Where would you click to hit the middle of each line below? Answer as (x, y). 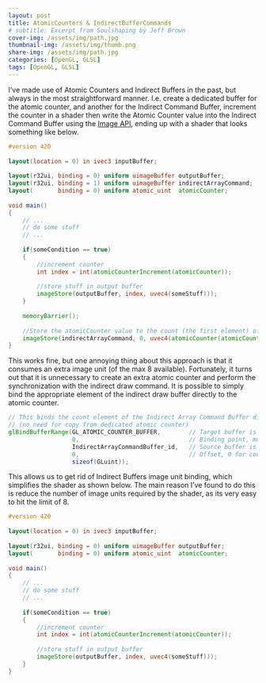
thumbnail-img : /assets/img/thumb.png (72, 45)
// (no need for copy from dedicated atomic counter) (99, 425)
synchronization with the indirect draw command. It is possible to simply (126, 386)
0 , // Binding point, (160, 439)
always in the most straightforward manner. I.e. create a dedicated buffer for (133, 98)
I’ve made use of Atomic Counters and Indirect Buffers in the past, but (122, 90)
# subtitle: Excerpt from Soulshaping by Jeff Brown (97, 30)
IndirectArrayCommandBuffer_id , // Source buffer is (164, 447)
